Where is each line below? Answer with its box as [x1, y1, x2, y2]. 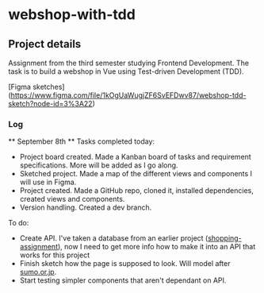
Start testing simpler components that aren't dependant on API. [19, 276, 227, 285]
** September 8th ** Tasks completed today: [8, 137, 155, 146]
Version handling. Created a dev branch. [19, 202, 152, 212]
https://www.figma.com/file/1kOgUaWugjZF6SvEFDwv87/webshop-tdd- [10, 91, 247, 100]
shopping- [207, 233, 242, 243]
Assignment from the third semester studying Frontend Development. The [8, 58, 250, 67]
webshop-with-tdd [8, 6, 136, 24]
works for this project [19, 250, 90, 260]
